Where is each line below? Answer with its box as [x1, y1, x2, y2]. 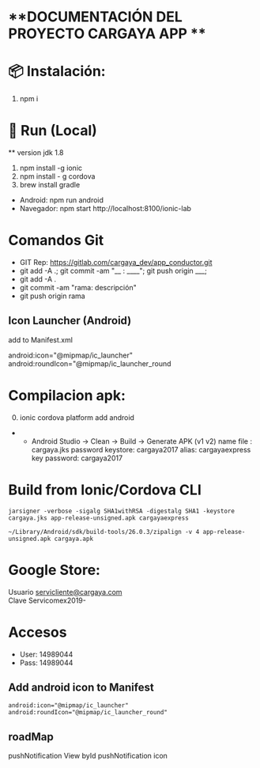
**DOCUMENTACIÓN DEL [8, 8, 183, 26]
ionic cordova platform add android [19, 412, 134, 422]
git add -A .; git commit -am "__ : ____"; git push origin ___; [19, 266, 207, 275]
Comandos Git [8, 232, 104, 249]
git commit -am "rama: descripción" [19, 283, 137, 292]
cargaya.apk [54, 535, 93, 543]
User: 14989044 [19, 649, 73, 659]
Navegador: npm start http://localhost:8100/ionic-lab [19, 204, 192, 214]
